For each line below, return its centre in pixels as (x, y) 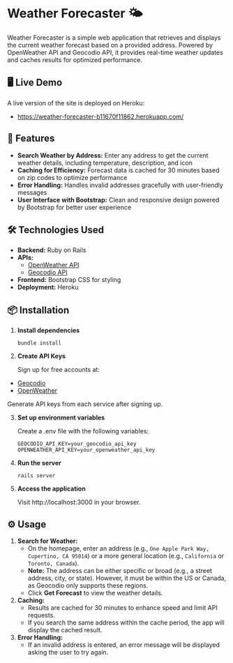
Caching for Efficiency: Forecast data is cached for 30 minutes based (118, 170)
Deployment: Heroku (48, 288)
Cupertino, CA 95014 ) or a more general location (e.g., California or (126, 556)
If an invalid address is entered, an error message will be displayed (124, 645)
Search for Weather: (47, 541)
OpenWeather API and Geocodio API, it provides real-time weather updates (115, 52)
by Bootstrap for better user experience (74, 207)
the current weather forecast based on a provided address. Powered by (110, 45)
